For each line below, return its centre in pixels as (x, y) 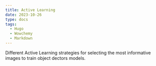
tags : (11, 24)
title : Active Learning (30, 10)
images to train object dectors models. (46, 58)
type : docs (17, 19)
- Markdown (21, 39)
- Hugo (17, 29)
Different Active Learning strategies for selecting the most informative (78, 53)
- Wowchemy (21, 34)
